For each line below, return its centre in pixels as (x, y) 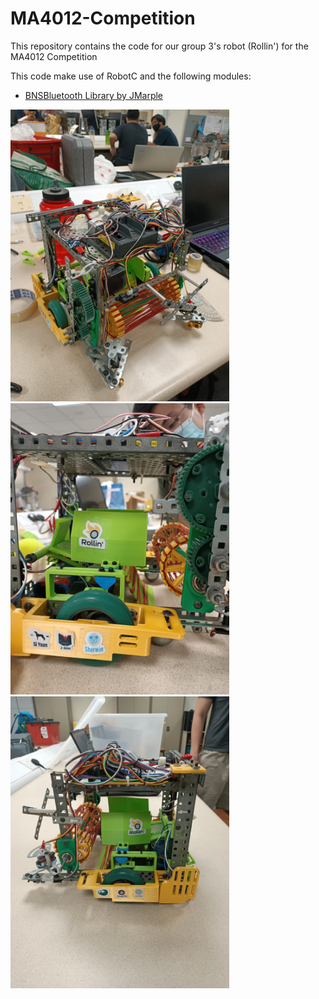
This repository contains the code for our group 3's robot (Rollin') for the (159, 46)
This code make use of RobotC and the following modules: (131, 76)
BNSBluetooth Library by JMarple (94, 95)
